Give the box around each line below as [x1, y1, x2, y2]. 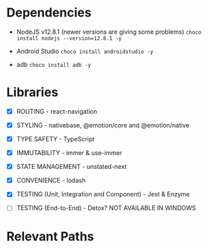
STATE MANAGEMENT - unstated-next [16, 163, 127, 171]
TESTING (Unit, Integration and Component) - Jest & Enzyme [16, 190, 190, 198]
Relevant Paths [6, 229, 94, 244]
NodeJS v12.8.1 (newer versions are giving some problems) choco [16, 28, 202, 36]
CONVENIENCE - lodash [16, 176, 86, 185]
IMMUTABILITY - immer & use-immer [16, 149, 123, 157]
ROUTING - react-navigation [16, 107, 98, 115]
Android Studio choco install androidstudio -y [16, 47, 154, 55]
